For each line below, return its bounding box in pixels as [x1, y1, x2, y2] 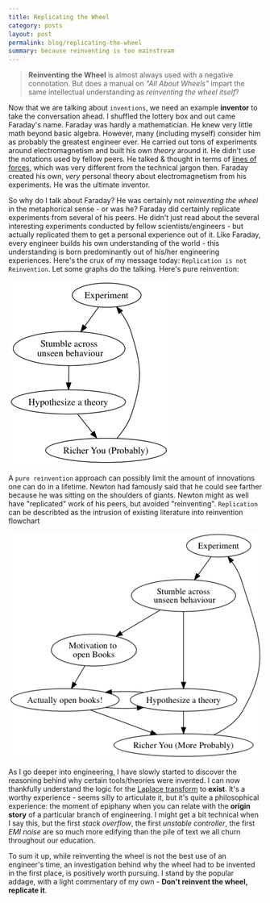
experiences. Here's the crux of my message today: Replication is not [8, 256, 247, 265]
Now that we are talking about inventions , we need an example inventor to [8, 103, 258, 113]
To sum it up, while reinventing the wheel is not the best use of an [8, 851, 227, 860]
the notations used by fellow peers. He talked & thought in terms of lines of [8, 154, 257, 164]
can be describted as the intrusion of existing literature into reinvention [8, 508, 243, 518]
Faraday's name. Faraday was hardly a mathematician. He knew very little [8, 120, 253, 130]
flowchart [8, 516, 40, 526]
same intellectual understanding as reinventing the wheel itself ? [27, 87, 239, 97]
